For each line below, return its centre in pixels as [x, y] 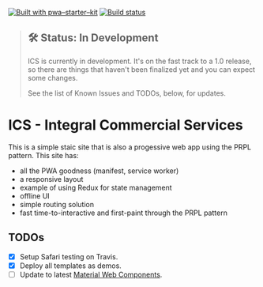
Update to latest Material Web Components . [91, 274]
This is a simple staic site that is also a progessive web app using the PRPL [130, 147]
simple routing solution [57, 204]
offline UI [34, 196]
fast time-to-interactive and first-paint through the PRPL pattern [123, 213]
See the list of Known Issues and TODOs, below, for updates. [127, 93]
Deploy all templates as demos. [71, 266]
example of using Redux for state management [96, 187]
